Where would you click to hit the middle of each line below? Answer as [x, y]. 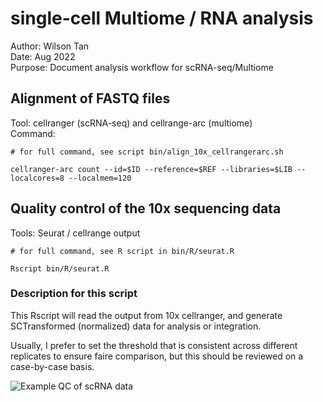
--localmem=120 [100, 178]
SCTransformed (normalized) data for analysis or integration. [136, 326]
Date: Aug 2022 [43, 56]
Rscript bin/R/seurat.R [60, 268]
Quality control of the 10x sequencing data [146, 208]
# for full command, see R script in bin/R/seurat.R [122, 251]
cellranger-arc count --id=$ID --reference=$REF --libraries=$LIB [151, 169]
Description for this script [74, 294]
